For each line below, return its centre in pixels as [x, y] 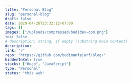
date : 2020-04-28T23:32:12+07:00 [39, 23]
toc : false [16, 37]
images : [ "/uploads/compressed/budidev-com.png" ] [57, 32]
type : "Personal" [23, 69]
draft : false [18, 19]
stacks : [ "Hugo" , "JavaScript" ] [38, 64]
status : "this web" [25, 73]
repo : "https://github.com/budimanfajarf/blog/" [55, 55]
